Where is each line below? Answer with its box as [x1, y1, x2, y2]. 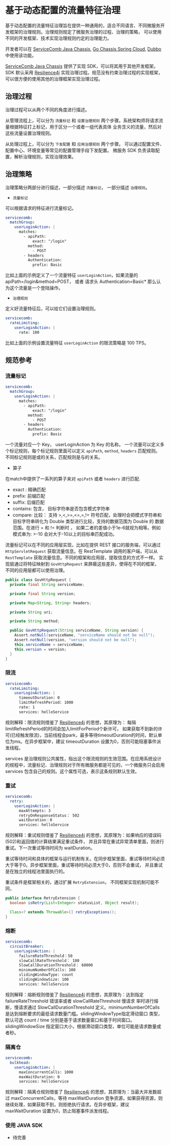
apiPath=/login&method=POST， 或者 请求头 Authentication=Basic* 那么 [5, 278, 157, 285]
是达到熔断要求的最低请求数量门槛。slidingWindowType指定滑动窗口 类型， [5, 1010, 163, 1016]
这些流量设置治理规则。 [5, 130, 54, 136]
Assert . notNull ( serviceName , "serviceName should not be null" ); [14, 633, 155, 638]
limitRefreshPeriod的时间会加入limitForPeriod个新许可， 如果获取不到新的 [5, 725, 158, 732]
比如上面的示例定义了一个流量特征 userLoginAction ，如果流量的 [5, 272, 138, 278]
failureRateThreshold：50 [18, 953, 73, 958]
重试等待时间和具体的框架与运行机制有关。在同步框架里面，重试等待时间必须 [5, 856, 165, 862]
